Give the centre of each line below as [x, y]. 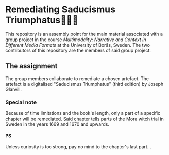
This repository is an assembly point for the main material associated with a [84, 34]
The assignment [31, 66]
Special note [21, 102]
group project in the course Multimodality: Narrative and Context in [76, 40]
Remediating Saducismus [60, 9]
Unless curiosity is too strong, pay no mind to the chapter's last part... [78, 147]
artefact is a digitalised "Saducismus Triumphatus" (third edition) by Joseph [84, 84]
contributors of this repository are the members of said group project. [78, 50]
